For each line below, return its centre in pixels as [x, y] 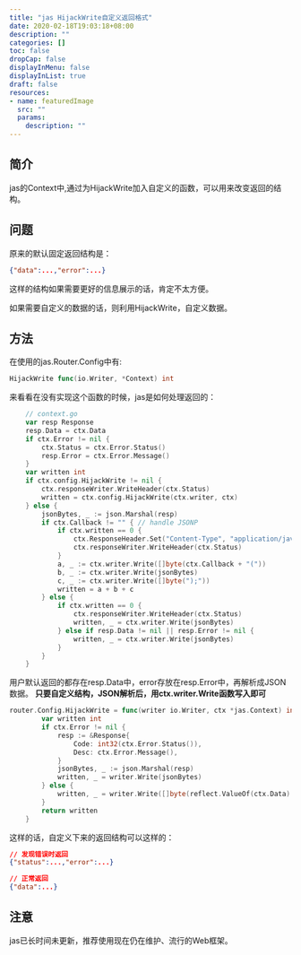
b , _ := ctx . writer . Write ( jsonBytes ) [128, 572]
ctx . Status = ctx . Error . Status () [104, 447]
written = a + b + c [95, 589]
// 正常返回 [29, 879]
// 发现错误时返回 [39, 854]
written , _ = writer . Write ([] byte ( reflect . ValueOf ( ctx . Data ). [176, 794]
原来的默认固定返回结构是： [60, 253]
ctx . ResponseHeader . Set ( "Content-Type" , [150, 539]
